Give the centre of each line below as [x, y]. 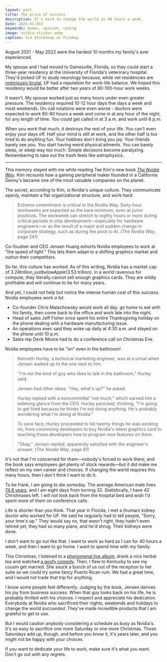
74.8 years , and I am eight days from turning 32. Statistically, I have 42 [77, 490]
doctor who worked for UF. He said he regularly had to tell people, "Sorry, [81, 516]
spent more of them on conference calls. [47, 501]
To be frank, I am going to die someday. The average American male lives [80, 485]
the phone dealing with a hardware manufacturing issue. [70, 323]
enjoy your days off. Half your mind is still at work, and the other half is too [81, 134]
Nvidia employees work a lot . [35, 297]
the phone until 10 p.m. [36, 334]
